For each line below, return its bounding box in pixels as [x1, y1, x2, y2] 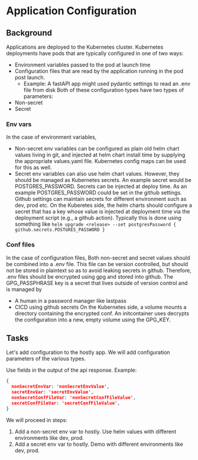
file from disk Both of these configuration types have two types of [23, 87, 184, 93]
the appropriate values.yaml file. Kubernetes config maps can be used [14, 158, 186, 165]
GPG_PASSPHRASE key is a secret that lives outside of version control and [6, 279, 188, 286]
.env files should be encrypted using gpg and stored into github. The [6, 273, 173, 280]
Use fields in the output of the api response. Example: [6, 366, 137, 374]
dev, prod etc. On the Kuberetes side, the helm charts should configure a [14, 202, 192, 209]
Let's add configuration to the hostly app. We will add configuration [6, 349, 170, 356]
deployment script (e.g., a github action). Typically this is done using [14, 215, 181, 222]
